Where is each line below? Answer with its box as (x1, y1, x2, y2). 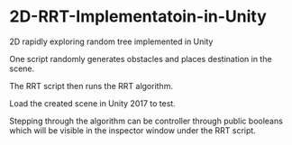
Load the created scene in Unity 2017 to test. (9, 97, 176, 109)
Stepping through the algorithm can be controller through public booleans (9, 115, 284, 126)
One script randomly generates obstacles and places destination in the (9, 53, 272, 64)
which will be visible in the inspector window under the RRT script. (9, 124, 257, 136)
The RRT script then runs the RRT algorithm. (9, 80, 174, 91)
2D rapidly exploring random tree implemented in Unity (9, 36, 214, 47)
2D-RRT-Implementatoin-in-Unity (9, 6, 268, 27)
